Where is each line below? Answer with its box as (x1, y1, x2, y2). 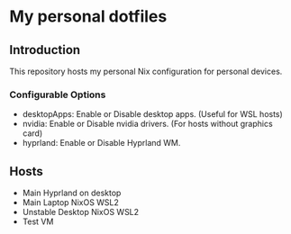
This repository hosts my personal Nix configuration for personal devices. (9, 66, 283, 76)
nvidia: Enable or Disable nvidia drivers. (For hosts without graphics (22, 119, 273, 130)
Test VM (22, 216, 54, 227)
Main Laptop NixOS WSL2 (22, 197, 120, 208)
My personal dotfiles (9, 6, 168, 27)
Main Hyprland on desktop (22, 187, 122, 199)
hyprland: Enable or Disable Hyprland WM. (22, 138, 181, 148)
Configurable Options (9, 88, 106, 101)
